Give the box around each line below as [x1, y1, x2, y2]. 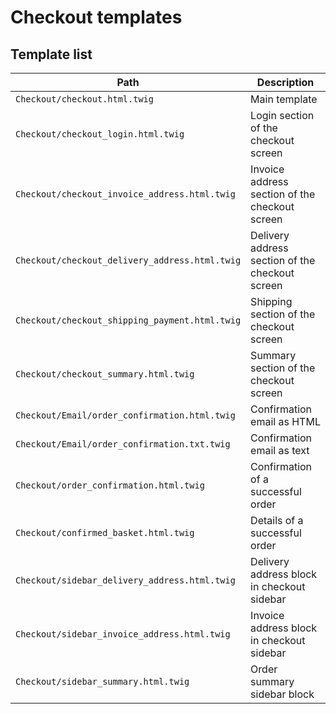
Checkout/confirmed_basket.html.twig [15, 527, 195, 538]
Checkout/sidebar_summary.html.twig [15, 676, 190, 687]
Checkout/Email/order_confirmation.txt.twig [15, 439, 231, 450]
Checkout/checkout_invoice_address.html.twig [15, 189, 236, 200]
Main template [250, 92, 318, 106]
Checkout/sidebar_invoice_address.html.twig [15, 629, 231, 640]
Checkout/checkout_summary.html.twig [15, 369, 195, 380]
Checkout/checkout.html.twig [15, 94, 154, 105]
